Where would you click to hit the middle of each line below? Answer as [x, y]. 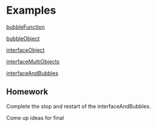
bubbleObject [23, 38]
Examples [31, 10]
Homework [27, 92]
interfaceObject [25, 50]
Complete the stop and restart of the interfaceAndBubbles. [78, 106]
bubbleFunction [25, 27]
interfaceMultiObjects [33, 61]
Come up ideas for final [35, 117]
